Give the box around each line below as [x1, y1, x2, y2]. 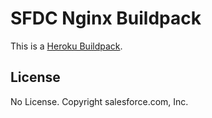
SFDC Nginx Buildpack [10, 7, 202, 30]
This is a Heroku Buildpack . [10, 40, 123, 52]
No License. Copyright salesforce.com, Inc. [10, 95, 189, 107]
